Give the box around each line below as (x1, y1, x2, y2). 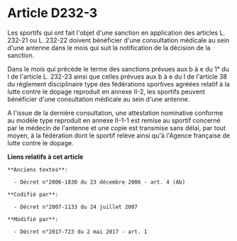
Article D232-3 (7, 5, 98, 21)
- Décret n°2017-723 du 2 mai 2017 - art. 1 (13, 228, 148, 235)
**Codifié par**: (7, 191, 59, 198)
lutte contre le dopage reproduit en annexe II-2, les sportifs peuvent (7, 87, 206, 96)
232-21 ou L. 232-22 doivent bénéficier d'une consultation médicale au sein (7, 35, 230, 44)
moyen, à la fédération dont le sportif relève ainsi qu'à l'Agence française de (7, 131, 231, 140)
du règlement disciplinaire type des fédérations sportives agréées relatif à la (7, 79, 231, 88)
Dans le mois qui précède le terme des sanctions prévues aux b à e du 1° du (7, 65, 229, 73)
